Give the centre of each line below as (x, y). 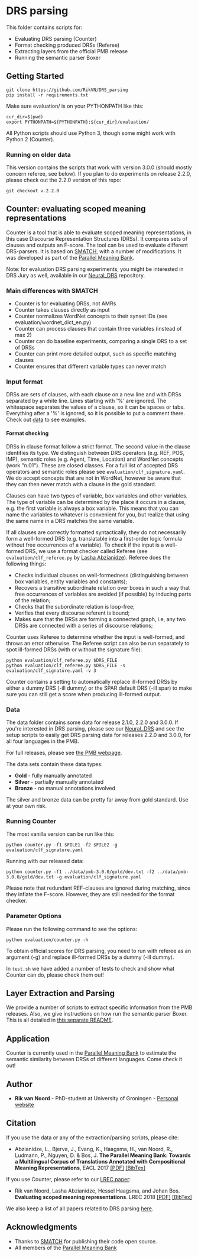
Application (28, 1038)
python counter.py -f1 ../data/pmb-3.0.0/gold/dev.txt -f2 (80, 872)
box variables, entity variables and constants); (71, 581)
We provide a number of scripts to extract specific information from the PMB (99, 1007)
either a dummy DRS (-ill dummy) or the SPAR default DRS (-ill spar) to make (99, 688)
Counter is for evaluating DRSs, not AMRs (65, 303)
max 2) (23, 335)
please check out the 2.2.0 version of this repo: (64, 180)
